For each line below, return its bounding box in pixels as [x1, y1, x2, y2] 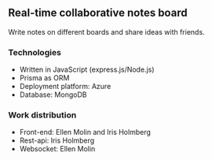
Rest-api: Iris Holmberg [19, 136, 95, 145]
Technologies [8, 47, 61, 58]
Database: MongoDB [19, 90, 87, 99]
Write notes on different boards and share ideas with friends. [8, 27, 206, 36]
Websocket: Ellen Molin [19, 144, 96, 154]
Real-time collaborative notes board [8, 6, 188, 20]
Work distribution [8, 110, 77, 121]
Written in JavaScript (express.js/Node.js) [19, 65, 155, 74]
